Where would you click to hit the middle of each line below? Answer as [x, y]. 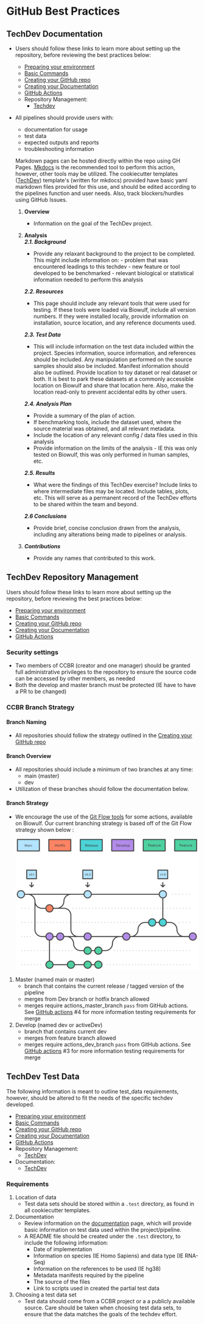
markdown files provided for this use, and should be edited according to [106, 187]
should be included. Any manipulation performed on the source [113, 359]
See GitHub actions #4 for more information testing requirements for [110, 1012]
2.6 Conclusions [45, 516]
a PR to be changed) [41, 691]
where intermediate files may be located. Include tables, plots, [111, 491]
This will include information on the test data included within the [113, 346]
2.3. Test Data [42, 335]
